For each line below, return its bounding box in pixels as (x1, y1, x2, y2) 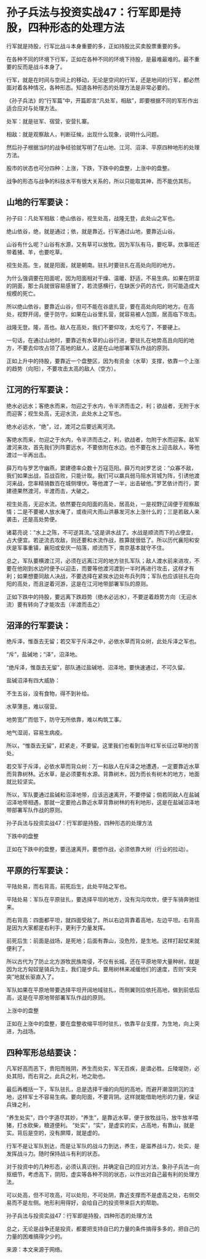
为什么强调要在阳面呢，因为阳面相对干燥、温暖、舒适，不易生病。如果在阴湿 (6, 274, 200, 282)
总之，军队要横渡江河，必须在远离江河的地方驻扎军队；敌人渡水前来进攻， (6, 556, 194, 564)
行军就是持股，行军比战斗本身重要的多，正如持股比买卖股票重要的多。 (6, 42, 184, 50)
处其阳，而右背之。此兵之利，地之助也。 (6, 1072, 109, 1080)
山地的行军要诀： (6, 197, 71, 207)
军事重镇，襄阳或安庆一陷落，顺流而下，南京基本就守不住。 (17, 544, 167, 551)
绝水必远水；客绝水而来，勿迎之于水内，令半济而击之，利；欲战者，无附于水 (6, 402, 200, 409)
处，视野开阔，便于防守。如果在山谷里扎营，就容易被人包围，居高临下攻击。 (6, 310, 200, 318)
